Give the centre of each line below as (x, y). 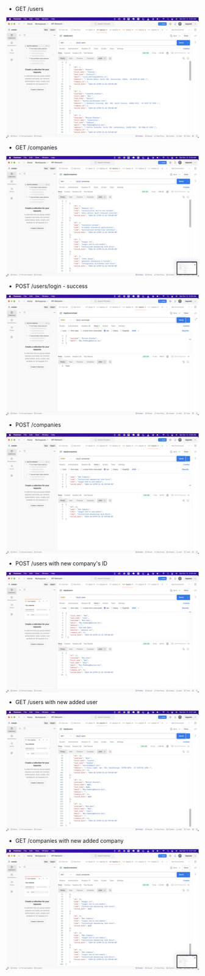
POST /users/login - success (51, 286)
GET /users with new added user (56, 702)
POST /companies (38, 425)
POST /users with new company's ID (61, 563)
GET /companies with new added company (69, 841)
